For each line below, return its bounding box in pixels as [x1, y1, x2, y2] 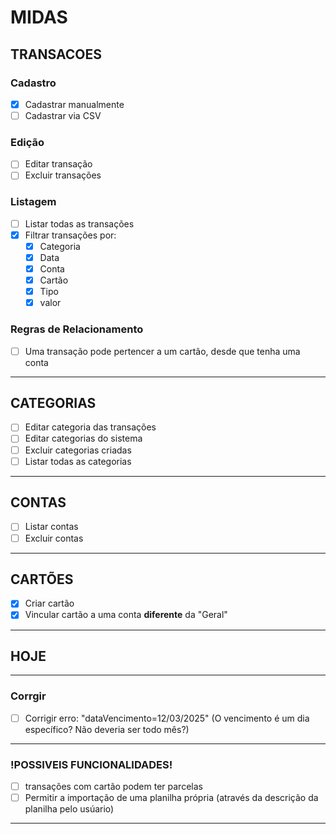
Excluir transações [24, 169, 102, 181]
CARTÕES [10, 571, 74, 588]
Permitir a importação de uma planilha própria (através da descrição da [24, 792, 319, 804]
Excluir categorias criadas [24, 444, 132, 456]
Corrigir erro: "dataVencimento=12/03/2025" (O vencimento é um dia [24, 712, 310, 724]
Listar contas [24, 521, 79, 533]
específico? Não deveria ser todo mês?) [24, 723, 190, 735]
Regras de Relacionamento [10, 322, 144, 336]
